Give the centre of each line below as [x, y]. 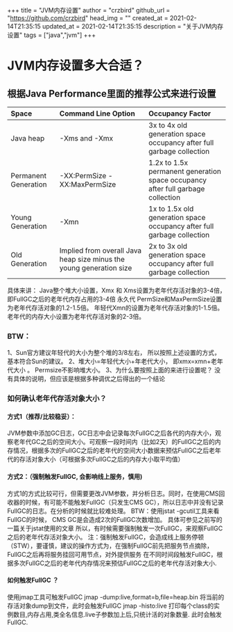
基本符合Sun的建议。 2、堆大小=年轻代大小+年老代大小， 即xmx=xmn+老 [112, 361]
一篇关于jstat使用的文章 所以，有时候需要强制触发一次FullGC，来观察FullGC [115, 528]
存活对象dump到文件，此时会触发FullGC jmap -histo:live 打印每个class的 [111, 606]
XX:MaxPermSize [88, 184]
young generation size [96, 268]
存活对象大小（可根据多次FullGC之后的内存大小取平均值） [102, 459]
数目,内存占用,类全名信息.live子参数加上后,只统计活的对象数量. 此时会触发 [117, 614]
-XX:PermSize [83, 176]
